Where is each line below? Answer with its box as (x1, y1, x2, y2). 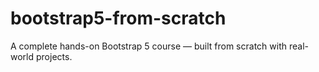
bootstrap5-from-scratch (10, 7, 227, 30)
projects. (35, 50, 73, 62)
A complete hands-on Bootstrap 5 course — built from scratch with (10, 40, 288, 52)
